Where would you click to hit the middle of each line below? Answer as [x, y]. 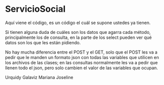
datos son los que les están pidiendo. [43, 42]
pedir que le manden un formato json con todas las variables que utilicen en [82, 57]
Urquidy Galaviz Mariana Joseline [39, 77]
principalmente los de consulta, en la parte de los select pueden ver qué [78, 37]
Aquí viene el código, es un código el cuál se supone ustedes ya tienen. [78, 23]
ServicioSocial [35, 9]
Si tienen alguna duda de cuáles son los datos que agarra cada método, [78, 32]
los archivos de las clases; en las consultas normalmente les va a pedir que [82, 62]
